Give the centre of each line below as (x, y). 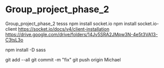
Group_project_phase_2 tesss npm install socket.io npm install (71, 24)
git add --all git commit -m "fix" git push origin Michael (63, 59)
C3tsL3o (14, 40)
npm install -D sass (26, 50)
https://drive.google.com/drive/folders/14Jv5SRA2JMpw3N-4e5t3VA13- (81, 34)
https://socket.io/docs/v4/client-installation (64, 29)
